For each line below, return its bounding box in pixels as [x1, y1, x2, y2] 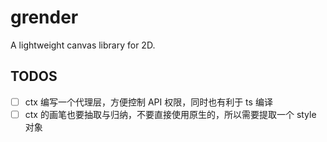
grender [10, 6, 79, 29]
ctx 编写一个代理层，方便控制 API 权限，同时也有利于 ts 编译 [24, 96, 273, 108]
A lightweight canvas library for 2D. [10, 39, 156, 51]
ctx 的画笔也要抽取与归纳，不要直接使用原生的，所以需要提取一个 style [24, 108, 317, 120]
